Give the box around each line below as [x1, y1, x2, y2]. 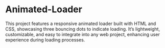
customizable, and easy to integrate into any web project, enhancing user [5, 31, 160, 37]
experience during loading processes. [5, 37, 85, 43]
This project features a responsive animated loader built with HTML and [5, 20, 156, 27]
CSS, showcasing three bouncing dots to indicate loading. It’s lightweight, [5, 26, 160, 32]
